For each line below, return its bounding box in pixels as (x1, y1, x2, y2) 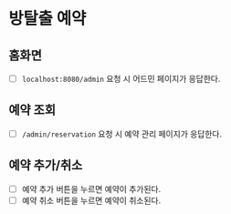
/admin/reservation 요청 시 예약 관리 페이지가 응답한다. (21, 128, 223, 139)
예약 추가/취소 (8, 158, 83, 173)
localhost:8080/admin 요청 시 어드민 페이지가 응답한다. (21, 74, 221, 84)
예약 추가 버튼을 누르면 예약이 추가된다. (21, 183, 162, 194)
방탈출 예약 (8, 8, 87, 29)
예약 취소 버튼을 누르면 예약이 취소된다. (21, 195, 162, 206)
